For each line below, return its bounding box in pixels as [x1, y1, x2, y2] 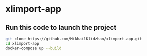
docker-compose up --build [5, 46, 62, 51]
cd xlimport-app [5, 41, 39, 46]
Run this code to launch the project [5, 23, 117, 32]
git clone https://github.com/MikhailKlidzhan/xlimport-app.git [5, 36, 142, 41]
